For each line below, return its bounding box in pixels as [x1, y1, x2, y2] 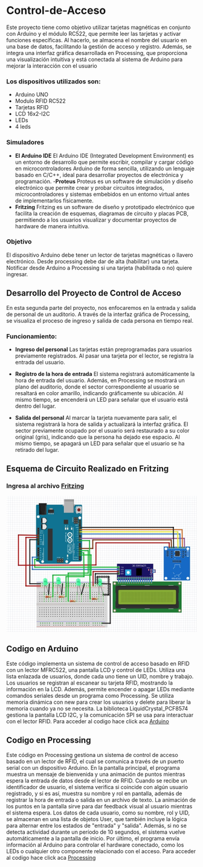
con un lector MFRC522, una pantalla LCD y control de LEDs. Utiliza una [6, 666, 185, 674]
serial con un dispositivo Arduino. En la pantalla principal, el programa [6, 764, 180, 771]
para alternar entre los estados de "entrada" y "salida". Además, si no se [6, 822, 187, 829]
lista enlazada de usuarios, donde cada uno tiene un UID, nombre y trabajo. [6, 672, 194, 680]
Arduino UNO [14, 91, 49, 98]
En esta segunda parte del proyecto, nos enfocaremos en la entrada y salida [6, 304, 196, 311]
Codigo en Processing [6, 735, 91, 746]
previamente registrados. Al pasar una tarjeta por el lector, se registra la [14, 352, 195, 359]
